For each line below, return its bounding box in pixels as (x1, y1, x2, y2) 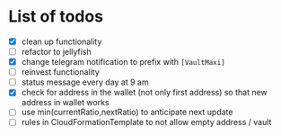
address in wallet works (21, 97, 110, 108)
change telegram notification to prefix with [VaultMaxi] (21, 57, 225, 68)
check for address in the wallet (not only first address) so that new (21, 87, 268, 98)
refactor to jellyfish (21, 47, 92, 57)
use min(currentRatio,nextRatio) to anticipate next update (21, 106, 233, 118)
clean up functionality (21, 36, 102, 47)
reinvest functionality (21, 67, 100, 77)
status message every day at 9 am (21, 77, 149, 87)
